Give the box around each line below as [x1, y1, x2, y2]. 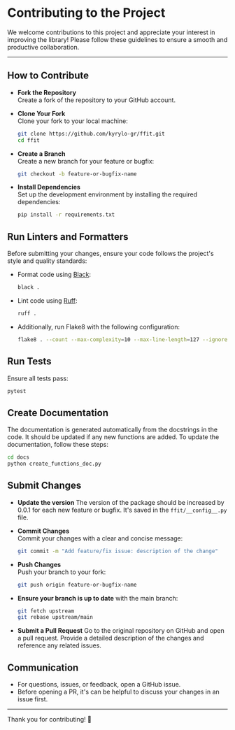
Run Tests [7, 355, 52, 368]
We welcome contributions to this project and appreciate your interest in [7, 28, 215, 36]
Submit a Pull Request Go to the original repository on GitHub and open [17, 627, 225, 635]
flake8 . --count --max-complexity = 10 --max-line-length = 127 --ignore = [17, 336, 231, 343]
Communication [7, 661, 79, 673]
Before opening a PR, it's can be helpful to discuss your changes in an [17, 687, 220, 696]
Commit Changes [17, 527, 70, 535]
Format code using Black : [17, 271, 92, 279]
